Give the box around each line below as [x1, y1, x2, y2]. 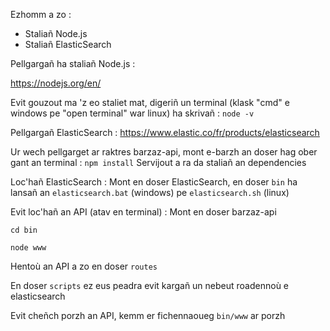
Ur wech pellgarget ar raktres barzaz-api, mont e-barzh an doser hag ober [10, 146, 318, 158]
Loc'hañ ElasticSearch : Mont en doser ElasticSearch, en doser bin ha [10, 176, 298, 188]
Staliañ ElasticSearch [24, 39, 112, 50]
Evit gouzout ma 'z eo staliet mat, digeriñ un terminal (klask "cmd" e [10, 97, 290, 108]
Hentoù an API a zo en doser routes [10, 260, 158, 272]
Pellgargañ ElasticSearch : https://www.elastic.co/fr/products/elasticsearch [10, 127, 320, 138]
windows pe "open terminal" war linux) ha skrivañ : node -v [10, 107, 255, 119]
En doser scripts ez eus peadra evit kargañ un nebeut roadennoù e [10, 280, 290, 291]
